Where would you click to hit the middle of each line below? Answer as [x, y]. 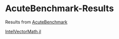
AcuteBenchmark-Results [59, 9]
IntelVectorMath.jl [23, 31]
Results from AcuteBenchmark [36, 22]
